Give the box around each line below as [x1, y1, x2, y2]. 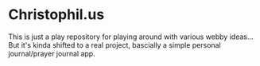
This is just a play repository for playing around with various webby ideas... [8, 32, 254, 41]
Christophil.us [8, 6, 105, 24]
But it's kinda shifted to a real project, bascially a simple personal [8, 40, 221, 49]
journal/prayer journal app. [8, 49, 95, 58]
